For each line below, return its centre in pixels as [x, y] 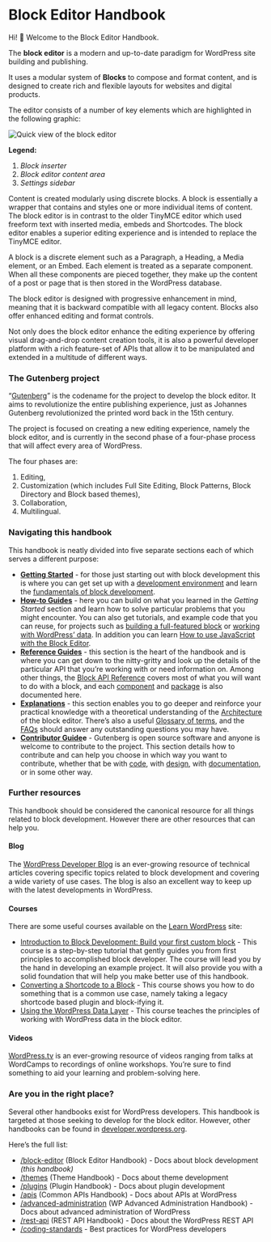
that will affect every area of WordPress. [76, 446]
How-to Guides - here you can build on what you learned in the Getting [139, 600]
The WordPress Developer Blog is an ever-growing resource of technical [129, 864]
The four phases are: [43, 462]
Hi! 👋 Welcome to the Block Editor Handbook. [84, 37]
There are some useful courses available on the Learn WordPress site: [125, 927]
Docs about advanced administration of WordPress [105, 1211]
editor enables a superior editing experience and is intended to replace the [133, 233]
